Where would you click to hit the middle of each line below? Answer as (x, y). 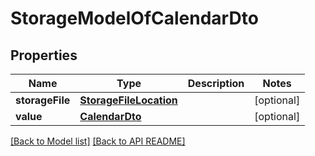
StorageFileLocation (128, 100)
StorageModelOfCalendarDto (134, 18)
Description (216, 83)
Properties (44, 55)
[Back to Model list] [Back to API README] (98, 141)
